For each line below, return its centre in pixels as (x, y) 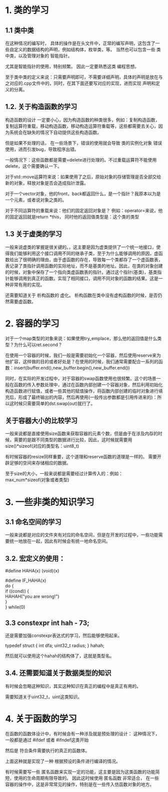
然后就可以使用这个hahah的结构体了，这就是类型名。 (60, 656)
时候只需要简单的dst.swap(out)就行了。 (54, 403)
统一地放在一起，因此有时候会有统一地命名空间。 (60, 541)
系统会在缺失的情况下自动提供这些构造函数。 (55, 132)
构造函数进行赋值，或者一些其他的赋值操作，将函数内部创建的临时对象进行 (82, 391)
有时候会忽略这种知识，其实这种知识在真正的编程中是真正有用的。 (73, 686)
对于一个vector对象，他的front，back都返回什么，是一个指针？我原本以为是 (83, 194)
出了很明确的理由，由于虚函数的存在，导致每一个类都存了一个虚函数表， (88, 259)
